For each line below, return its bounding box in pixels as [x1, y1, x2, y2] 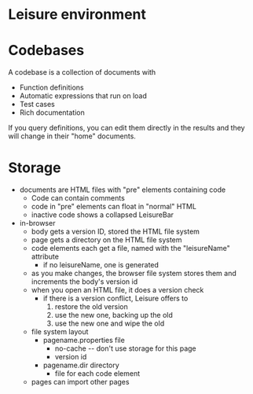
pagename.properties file [42, 336, 126, 345]
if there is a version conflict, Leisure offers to [42, 293, 189, 304]
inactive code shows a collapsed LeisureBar [31, 210, 174, 219]
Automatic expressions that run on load [19, 91, 147, 101]
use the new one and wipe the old [54, 319, 165, 328]
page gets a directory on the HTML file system [31, 235, 182, 245]
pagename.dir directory [42, 360, 119, 370]
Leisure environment [8, 6, 147, 24]
